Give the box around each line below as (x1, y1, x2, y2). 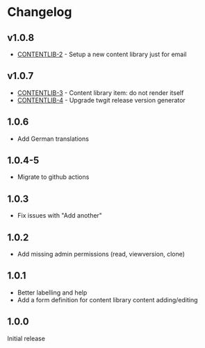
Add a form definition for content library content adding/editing (17, 295, 198, 304)
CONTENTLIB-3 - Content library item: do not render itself (17, 88, 184, 97)
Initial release (7, 334, 45, 342)
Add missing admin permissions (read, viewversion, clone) (17, 250, 186, 259)
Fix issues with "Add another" (17, 211, 103, 220)
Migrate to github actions (17, 173, 90, 181)
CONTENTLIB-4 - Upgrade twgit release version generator (17, 96, 186, 104)
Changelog (7, 4, 72, 20)
